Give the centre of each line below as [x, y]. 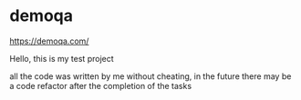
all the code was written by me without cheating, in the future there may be [150, 76]
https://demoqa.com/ [49, 41]
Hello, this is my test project [62, 58]
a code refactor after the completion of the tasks [101, 85]
